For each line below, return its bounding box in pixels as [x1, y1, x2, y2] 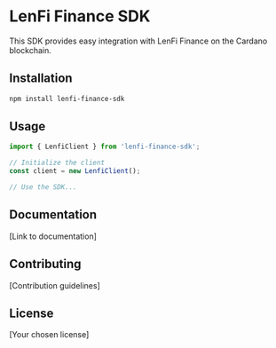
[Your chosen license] [9, 329, 90, 340]
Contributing [9, 257, 82, 272]
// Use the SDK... [9, 183, 77, 192]
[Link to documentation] [9, 231, 98, 241]
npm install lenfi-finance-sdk [9, 94, 125, 103]
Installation [9, 71, 73, 86]
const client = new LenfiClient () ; [9, 167, 141, 176]
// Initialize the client [9, 158, 105, 168]
